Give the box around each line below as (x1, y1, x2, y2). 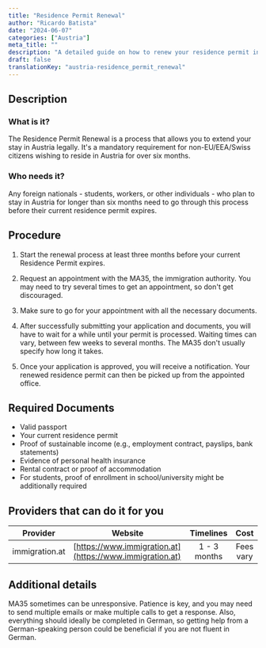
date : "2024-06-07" (8, 26, 73, 34)
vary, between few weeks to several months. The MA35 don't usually (19, 337, 245, 347)
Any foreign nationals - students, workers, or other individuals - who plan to (8, 189, 255, 198)
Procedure (8, 229, 62, 242)
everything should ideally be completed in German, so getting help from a (8, 616, 249, 625)
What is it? (8, 116, 50, 128)
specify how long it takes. (19, 346, 104, 356)
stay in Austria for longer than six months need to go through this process (8, 197, 249, 207)
